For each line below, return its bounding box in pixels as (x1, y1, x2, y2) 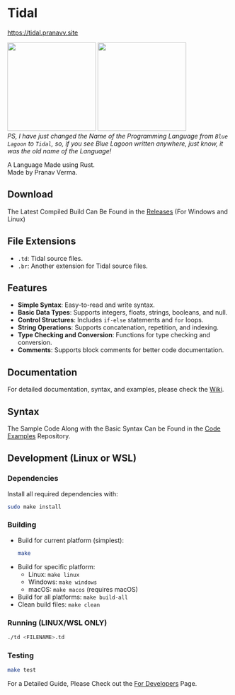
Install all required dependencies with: (7, 489, 118, 498)
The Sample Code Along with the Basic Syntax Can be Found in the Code (7, 424, 221, 433)
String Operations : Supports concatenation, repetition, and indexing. (17, 323, 219, 332)
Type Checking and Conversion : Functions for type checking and (17, 331, 211, 339)
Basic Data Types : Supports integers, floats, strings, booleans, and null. (17, 308, 228, 317)
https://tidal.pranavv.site (7, 28, 79, 37)
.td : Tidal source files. (17, 254, 84, 262)
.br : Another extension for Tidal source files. (17, 262, 149, 270)
